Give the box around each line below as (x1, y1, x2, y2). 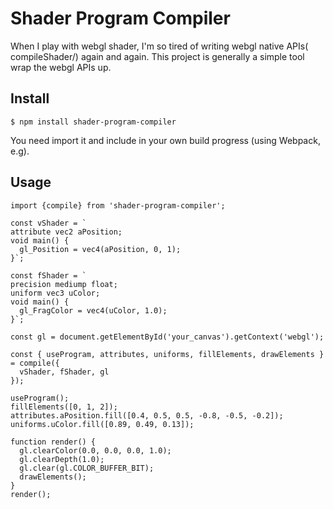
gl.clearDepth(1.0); (19, 454, 105, 464)
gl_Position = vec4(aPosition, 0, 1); (19, 244, 182, 254)
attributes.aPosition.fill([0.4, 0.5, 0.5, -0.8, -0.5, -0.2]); (10, 410, 284, 421)
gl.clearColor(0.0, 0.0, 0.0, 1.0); (19, 445, 172, 456)
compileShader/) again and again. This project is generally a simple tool (10, 50, 305, 62)
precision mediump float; (10, 279, 118, 289)
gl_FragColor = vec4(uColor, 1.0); (19, 305, 168, 316)
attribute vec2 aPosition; (10, 227, 123, 237)
